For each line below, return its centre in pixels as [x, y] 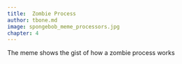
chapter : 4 [23, 33]
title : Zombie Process [42, 14]
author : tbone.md [32, 20]
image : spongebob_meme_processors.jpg [63, 26]
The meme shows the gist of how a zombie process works [91, 53]
